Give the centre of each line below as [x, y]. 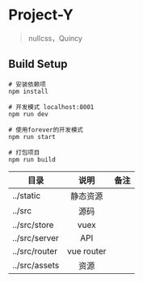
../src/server [36, 238]
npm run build [32, 159]
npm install [28, 91]
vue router [87, 250]
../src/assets [36, 265]
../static [27, 196]
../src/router [35, 250]
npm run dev [28, 114]
